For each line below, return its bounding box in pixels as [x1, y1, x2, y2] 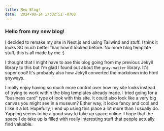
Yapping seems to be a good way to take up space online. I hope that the [5, 110, 153, 116]
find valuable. [5, 121, 33, 127]
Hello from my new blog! [5, 28, 65, 35]
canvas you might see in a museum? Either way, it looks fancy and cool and [5, 100, 159, 106]
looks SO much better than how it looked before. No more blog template [5, 44, 151, 50]
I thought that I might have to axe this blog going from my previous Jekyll [5, 59, 153, 65]
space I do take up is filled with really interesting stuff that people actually [5, 116, 155, 122]
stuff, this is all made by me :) [5, 50, 65, 56]
